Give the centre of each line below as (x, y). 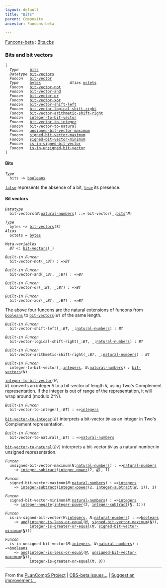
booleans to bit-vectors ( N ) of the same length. (53, 315)
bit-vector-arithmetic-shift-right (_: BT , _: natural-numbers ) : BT (80, 354)
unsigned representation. (31, 452)
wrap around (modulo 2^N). (33, 396)
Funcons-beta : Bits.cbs (30, 42)
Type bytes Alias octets (53, 83)
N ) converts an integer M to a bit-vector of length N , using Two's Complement (83, 385)
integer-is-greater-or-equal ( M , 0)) (68, 561)
